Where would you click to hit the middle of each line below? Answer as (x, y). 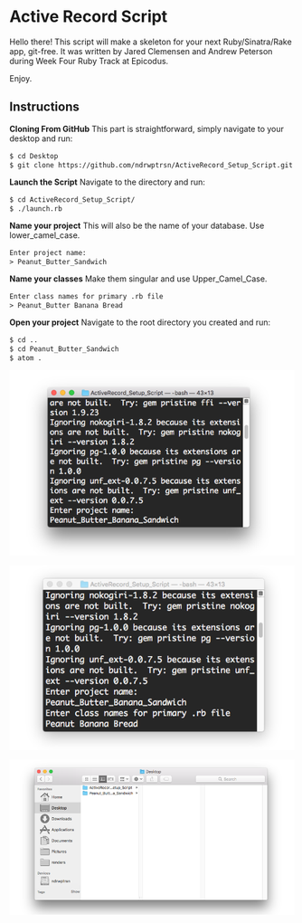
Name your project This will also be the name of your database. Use (137, 225)
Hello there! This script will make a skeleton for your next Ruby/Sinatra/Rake (151, 42)
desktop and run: (41, 138)
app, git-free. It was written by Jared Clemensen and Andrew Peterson (141, 51)
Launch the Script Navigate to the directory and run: (108, 182)
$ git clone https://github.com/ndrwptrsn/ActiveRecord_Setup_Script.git (151, 165)
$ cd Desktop (34, 156)
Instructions (44, 107)
